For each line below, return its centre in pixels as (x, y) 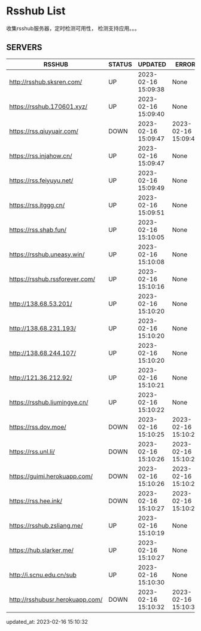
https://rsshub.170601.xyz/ (48, 106)
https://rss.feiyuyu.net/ (41, 180)
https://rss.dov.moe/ (38, 427)
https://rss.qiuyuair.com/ (44, 131)
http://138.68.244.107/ (43, 353)
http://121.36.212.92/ (41, 378)
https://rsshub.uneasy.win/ (47, 254)
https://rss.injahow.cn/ (41, 155)
